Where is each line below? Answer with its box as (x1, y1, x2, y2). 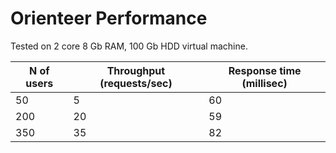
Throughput (106, 63, 166, 77)
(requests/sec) (99, 76, 173, 90)
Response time (228, 63, 302, 77)
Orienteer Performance (10, 7, 208, 30)
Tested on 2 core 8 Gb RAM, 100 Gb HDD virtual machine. (10, 40, 248, 52)
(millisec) (241, 76, 288, 90)
